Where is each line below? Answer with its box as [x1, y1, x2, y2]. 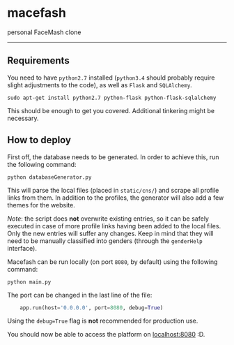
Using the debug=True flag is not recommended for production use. [7, 316, 198, 325]
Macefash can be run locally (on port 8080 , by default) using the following [7, 257, 218, 266]
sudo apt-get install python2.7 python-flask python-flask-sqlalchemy [7, 94, 217, 101]
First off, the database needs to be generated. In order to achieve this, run [7, 152, 219, 161]
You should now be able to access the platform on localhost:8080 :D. [7, 330, 205, 339]
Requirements [7, 54, 70, 67]
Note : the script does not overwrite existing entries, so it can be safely [7, 214, 209, 223]
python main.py [7, 278, 52, 286]
